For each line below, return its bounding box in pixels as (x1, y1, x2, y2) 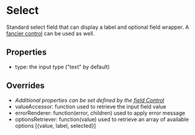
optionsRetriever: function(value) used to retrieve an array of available (14, 115, 189, 123)
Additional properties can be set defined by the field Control (14, 97, 164, 104)
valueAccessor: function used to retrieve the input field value (14, 103, 167, 110)
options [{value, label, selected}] (14, 122, 96, 129)
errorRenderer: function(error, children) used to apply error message (14, 109, 185, 116)
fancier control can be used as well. (6, 29, 95, 37)
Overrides (6, 80, 45, 91)
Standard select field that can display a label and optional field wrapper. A (6, 23, 190, 31)
